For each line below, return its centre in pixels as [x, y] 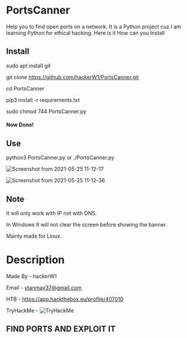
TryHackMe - [22, 310]
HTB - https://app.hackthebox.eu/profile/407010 [65, 299]
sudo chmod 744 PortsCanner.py [46, 111]
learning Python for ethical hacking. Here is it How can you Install [86, 32]
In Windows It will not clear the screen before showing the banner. [86, 224]
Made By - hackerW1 [32, 276]
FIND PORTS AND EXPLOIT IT [61, 329]
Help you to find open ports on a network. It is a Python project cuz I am [94, 27]
